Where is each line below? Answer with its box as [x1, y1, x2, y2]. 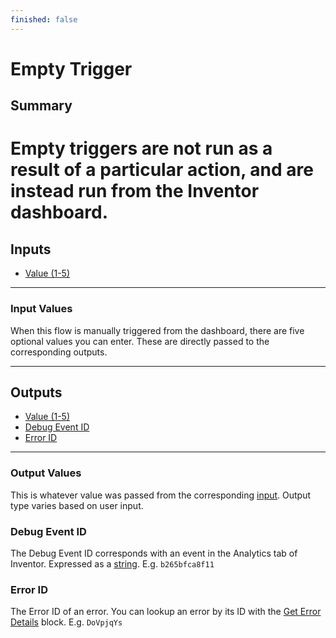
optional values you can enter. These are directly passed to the [10, 335, 270, 347]
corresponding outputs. [10, 346, 108, 358]
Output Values [10, 466, 82, 480]
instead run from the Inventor [10, 180, 260, 203]
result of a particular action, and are [10, 159, 314, 181]
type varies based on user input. [10, 499, 144, 511]
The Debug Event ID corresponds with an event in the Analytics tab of [10, 547, 298, 559]
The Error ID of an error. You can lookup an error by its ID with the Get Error [10, 606, 322, 618]
